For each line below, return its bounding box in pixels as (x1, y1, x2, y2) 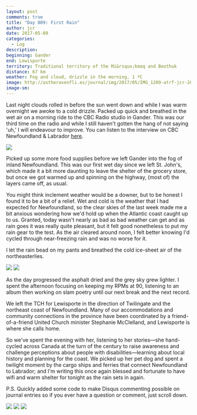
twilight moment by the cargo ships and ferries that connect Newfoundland (6, 361, 188, 368)
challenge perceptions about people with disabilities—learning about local (6, 349, 185, 356)
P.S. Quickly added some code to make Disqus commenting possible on (6, 385, 180, 392)
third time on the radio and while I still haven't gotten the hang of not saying (6, 120, 189, 127)
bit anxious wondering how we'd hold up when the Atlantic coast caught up (6, 210, 188, 217)
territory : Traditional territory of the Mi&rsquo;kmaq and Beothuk (6, 63, 177, 69)
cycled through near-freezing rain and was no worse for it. (6, 235, 147, 242)
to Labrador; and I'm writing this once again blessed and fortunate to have (6, 367, 185, 374)
